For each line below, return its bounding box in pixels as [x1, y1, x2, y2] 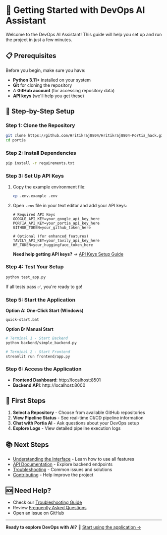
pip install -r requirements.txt [5, 161, 75, 166]
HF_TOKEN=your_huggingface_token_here [12, 242, 93, 247]
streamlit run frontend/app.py [5, 354, 70, 359]
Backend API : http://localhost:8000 [12, 382, 86, 388]
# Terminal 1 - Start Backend [5, 336, 68, 341]
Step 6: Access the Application [5, 365, 82, 372]
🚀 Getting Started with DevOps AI [5, 4, 145, 16]
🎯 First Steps [5, 397, 46, 405]
